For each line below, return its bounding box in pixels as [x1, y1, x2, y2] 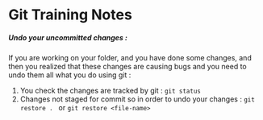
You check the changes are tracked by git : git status [19, 86, 202, 96]
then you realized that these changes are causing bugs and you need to [8, 62, 248, 72]
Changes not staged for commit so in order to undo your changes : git [19, 94, 256, 104]
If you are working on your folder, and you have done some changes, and [8, 53, 252, 63]
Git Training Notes [8, 6, 133, 24]
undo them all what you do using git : [8, 70, 131, 80]
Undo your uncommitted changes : [8, 32, 127, 42]
